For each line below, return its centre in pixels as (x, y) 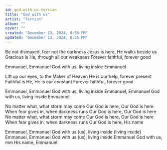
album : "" (15, 24)
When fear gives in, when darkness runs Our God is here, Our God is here (81, 111)
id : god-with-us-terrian (31, 10)
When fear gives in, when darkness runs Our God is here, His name (74, 122)
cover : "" (15, 28)
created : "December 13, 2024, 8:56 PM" (47, 33)
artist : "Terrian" (24, 19)
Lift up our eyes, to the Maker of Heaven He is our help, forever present (79, 76)
